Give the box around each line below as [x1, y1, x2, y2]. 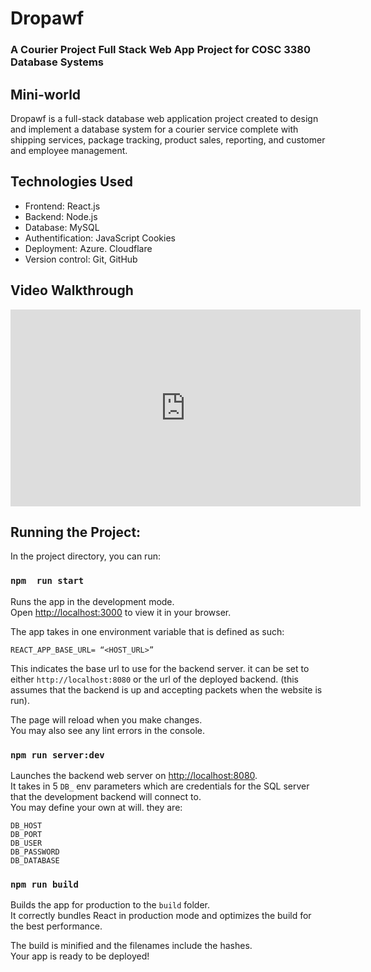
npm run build [10, 878, 79, 890]
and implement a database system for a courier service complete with [10, 123, 299, 135]
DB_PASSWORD [10, 847, 60, 857]
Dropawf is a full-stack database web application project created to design [10, 112, 319, 124]
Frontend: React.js [24, 200, 101, 212]
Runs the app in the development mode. [10, 595, 175, 607]
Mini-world [10, 86, 82, 103]
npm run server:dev [10, 749, 105, 761]
